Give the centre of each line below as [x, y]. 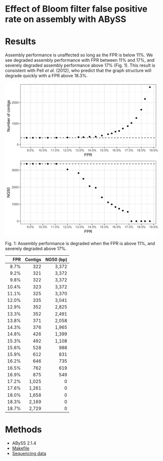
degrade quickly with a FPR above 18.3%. [47, 76]
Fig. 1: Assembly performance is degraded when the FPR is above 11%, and [80, 244]
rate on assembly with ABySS [66, 19]
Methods [24, 429]
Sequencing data [29, 453]
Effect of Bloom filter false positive [76, 9]
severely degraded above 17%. [36, 248]
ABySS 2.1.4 [24, 443]
